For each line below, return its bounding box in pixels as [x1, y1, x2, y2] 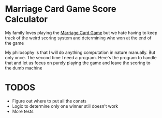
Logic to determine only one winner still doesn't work [12, 103, 118, 109]
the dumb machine [5, 65, 43, 71]
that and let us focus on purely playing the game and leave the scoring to [5, 60, 151, 66]
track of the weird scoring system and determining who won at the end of [5, 35, 152, 41]
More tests [12, 108, 34, 114]
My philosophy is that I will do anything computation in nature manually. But [5, 50, 156, 55]
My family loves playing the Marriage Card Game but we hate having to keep [5, 30, 158, 35]
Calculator [5, 14, 48, 25]
